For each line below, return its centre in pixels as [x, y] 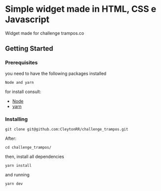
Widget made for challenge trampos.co [45, 33]
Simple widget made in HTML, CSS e [81, 9]
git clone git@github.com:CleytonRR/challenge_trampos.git [67, 129]
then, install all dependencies [35, 157]
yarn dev [14, 184]
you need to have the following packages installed [56, 73]
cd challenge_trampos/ [28, 147]
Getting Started [29, 48]
